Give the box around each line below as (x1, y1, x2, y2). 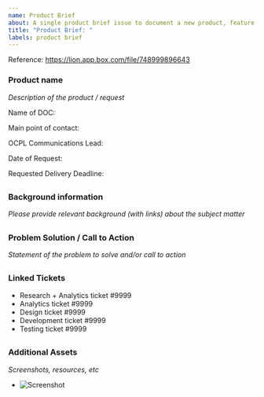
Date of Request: (8, 153, 63, 163)
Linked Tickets (8, 273, 65, 284)
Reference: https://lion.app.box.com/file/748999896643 (8, 55, 191, 64)
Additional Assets (8, 347, 78, 358)
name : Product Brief (8, 11, 76, 20)
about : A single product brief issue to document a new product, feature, (8, 19, 258, 27)
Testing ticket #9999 (19, 324, 87, 333)
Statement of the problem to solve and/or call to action (8, 250, 186, 259)
